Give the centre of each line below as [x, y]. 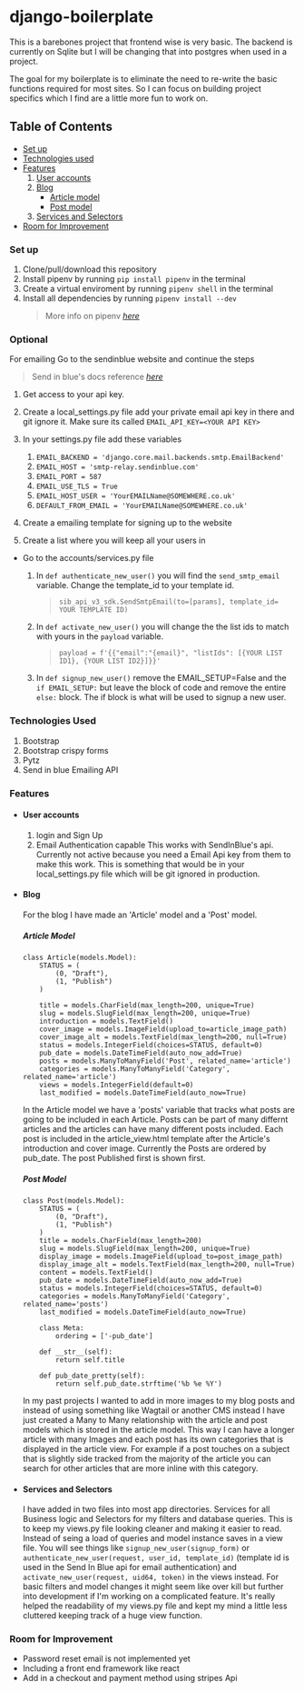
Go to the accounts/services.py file [88, 558]
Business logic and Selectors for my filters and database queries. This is [157, 1519]
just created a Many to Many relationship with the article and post [145, 1419]
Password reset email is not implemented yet [106, 1659]
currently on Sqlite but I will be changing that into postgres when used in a [148, 51]
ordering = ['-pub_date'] [104, 1336]
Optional [29, 339]
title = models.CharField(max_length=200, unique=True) [147, 1005]
